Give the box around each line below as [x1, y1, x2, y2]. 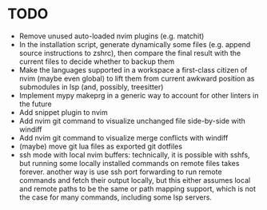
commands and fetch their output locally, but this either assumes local [18, 175, 251, 184]
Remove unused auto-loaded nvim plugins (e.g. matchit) [18, 31, 205, 41]
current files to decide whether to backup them [18, 57, 175, 66]
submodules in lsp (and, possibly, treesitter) [18, 81, 164, 92]
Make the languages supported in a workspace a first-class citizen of [18, 65, 248, 74]
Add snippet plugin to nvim [18, 107, 109, 117]
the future [18, 99, 53, 109]
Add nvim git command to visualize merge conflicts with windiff [18, 133, 229, 142]
